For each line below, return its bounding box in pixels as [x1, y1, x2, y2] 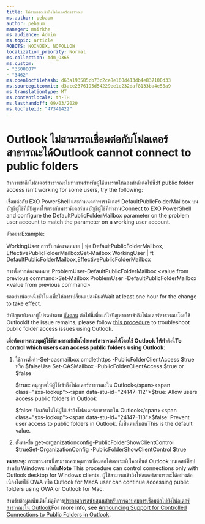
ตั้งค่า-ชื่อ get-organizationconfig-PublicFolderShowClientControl [15, 439, 174, 446]
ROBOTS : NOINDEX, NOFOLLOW [6, 44, 75, 50]
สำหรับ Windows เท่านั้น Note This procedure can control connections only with [6, 465, 199, 472]
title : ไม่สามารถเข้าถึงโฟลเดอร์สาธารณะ [6, 9, 83, 15]
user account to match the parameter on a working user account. [6, 218, 171, 226]
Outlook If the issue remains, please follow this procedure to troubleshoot [6, 319, 190, 326]
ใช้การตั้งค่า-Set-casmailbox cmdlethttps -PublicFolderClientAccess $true [15, 356, 195, 363]
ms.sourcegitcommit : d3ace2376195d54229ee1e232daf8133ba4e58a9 [6, 83, 171, 89]
